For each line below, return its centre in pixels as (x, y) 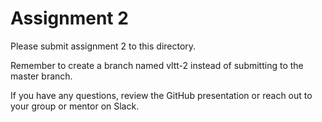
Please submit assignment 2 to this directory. (103, 46)
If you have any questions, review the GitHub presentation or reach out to (161, 95)
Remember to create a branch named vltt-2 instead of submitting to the (157, 65)
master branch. (41, 76)
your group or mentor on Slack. (75, 106)
